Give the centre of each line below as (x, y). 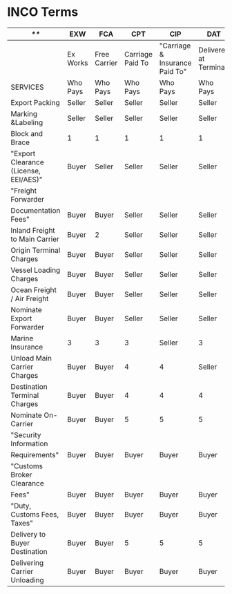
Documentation (36, 210)
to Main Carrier (35, 239)
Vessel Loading (36, 270)
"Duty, (21, 506)
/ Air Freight (30, 298)
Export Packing (35, 102)
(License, (26, 171)
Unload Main (31, 358)
